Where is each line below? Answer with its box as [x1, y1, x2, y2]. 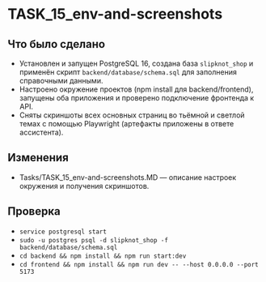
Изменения [7, 151, 70, 164]
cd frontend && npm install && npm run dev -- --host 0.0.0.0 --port [19, 260, 260, 268]
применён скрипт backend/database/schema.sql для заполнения [19, 67, 238, 77]
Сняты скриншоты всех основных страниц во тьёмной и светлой [19, 110, 245, 120]
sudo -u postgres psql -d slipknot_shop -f [19, 236, 169, 244]
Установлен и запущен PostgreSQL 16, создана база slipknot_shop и [19, 58, 254, 68]
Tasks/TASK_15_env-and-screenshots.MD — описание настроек [19, 172, 237, 182]
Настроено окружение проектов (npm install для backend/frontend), [19, 84, 254, 94]
